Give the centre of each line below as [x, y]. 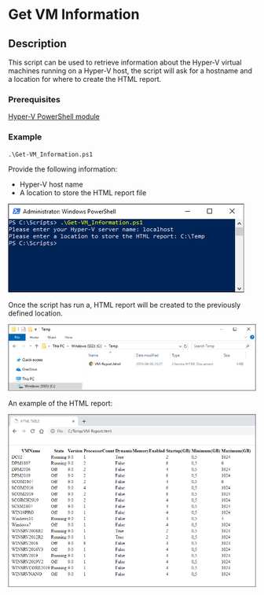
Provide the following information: [63, 169]
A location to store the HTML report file [83, 192]
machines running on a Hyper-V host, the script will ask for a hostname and [130, 71]
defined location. [35, 313]
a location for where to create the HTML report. [85, 79]
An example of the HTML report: [60, 403]
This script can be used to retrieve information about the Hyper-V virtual [125, 62]
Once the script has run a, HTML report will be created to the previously [125, 305]
